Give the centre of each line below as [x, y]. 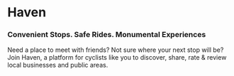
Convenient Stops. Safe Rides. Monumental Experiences [107, 35]
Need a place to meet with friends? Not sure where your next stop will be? [116, 50]
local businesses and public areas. [58, 65]
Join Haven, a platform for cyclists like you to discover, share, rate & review [117, 58]
